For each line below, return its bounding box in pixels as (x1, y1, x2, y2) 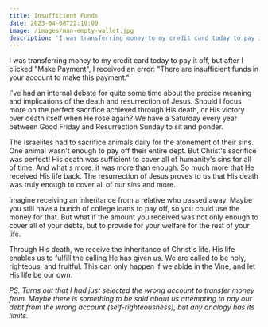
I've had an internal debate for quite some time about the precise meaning (9, 89, 252, 98)
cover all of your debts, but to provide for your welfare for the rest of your (9, 221, 250, 230)
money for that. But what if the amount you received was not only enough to (9, 212, 259, 222)
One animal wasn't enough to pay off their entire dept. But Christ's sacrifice (9, 146, 257, 156)
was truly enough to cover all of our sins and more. (9, 180, 176, 190)
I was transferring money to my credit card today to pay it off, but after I (9, 56, 243, 65)
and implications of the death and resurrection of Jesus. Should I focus (9, 97, 242, 106)
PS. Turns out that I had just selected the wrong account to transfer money (9, 286, 255, 295)
